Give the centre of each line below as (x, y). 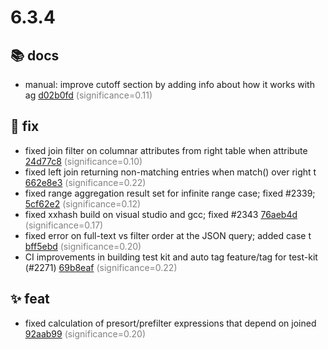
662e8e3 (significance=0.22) (85, 182)
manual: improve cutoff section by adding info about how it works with (169, 84)
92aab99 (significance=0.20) (85, 333)
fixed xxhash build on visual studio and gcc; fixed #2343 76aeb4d (161, 214)
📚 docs (35, 55)
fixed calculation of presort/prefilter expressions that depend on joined (170, 323)
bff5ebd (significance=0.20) (83, 246)
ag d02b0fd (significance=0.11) (88, 95)
